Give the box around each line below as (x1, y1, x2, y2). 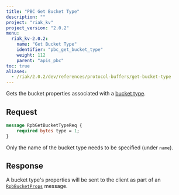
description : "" (6, 14, 46, 20)
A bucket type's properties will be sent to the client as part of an (6, 176, 161, 183)
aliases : (6, 69, 27, 74)
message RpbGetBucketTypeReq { (6, 122, 82, 128)
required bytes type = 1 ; (16, 128, 80, 134)
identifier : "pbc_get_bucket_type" (16, 47, 104, 53)
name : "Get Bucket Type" (16, 42, 77, 47)
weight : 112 (16, 52, 46, 58)
